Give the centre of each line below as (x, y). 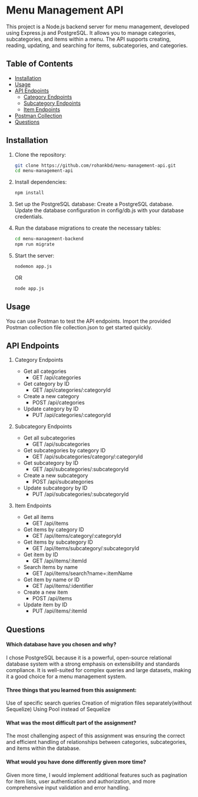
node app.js (29, 288)
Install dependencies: (41, 182)
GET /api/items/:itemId (60, 561)
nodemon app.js (33, 266)
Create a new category (51, 396)
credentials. (29, 217)
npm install (29, 193)
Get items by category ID (54, 530)
